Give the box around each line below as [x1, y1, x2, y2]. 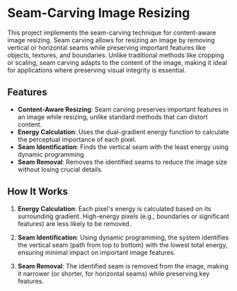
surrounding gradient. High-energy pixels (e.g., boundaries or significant [17, 212, 230, 220]
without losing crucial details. [17, 165, 103, 174]
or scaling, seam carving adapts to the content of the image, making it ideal [7, 58, 228, 66]
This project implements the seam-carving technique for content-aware [7, 28, 216, 37]
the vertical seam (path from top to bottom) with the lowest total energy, [17, 240, 228, 249]
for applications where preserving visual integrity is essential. [7, 66, 186, 74]
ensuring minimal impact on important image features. [17, 248, 175, 256]
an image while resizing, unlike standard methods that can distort [17, 112, 208, 121]
